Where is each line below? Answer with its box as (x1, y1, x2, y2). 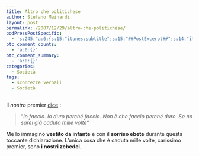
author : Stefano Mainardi (6, 14, 70, 20)
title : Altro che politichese (6, 8, 81, 15)
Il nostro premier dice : (6, 101, 62, 108)
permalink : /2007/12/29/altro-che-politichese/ (6, 25, 126, 31)
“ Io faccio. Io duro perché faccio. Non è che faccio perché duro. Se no (20, 112, 193, 120)
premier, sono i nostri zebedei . (6, 142, 82, 150)
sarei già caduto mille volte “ (20, 119, 89, 126)
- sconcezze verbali (11, 80, 62, 86)
